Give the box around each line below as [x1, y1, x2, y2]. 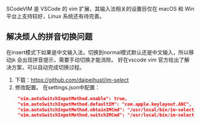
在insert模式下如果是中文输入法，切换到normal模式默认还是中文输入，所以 [6, 48, 189, 55]
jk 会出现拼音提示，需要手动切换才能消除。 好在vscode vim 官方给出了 [11, 56, 184, 63]
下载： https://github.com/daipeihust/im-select [14, 76, 130, 83]
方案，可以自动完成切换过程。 [11, 63, 85, 70]
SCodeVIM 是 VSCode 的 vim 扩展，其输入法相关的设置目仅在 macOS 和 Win [6, 5, 195, 12]
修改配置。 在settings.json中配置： [14, 83, 100, 91]
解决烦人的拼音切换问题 [6, 32, 93, 42]
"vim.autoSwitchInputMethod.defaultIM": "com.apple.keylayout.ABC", [17, 101, 192, 107]
